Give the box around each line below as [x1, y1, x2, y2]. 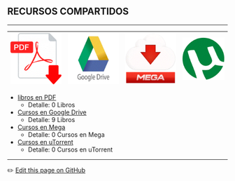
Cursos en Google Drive [17, 108, 87, 116]
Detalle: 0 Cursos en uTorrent [27, 145, 113, 154]
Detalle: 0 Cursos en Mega [27, 130, 105, 139]
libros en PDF [17, 93, 57, 101]
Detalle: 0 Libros [27, 100, 76, 109]
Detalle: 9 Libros [27, 115, 76, 123]
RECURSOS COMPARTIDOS [7, 6, 129, 18]
